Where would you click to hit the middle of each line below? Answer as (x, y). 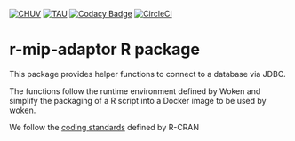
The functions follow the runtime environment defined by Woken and (135, 91)
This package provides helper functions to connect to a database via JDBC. (147, 74)
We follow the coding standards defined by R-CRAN (104, 127)
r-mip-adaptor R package (104, 50)
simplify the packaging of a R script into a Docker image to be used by (138, 100)
